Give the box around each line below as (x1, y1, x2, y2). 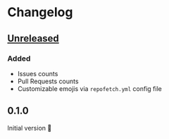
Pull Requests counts (17, 77, 79, 85)
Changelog (7, 4, 73, 20)
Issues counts (17, 69, 58, 78)
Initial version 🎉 (7, 123, 52, 132)
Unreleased (7, 32, 60, 44)
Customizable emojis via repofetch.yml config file (17, 84, 162, 92)
